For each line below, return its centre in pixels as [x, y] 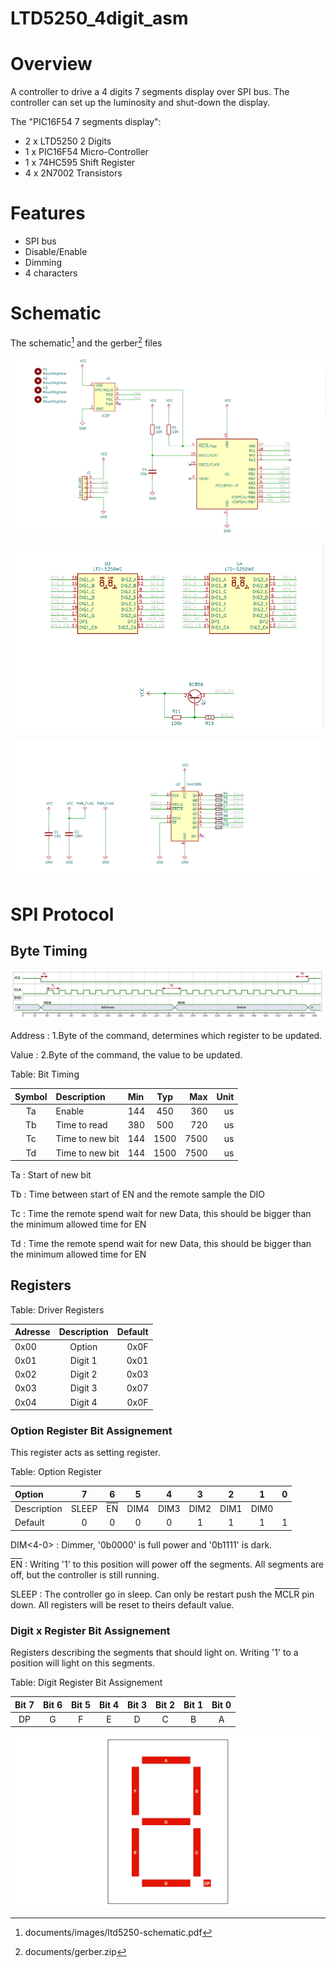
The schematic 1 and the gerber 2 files [86, 342]
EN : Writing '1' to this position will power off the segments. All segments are [167, 1564]
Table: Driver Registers [57, 1309]
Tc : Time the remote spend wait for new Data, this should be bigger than [161, 1214]
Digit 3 [83, 1388]
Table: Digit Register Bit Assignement [86, 1683]
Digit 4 [83, 1402]
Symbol [31, 1096]
